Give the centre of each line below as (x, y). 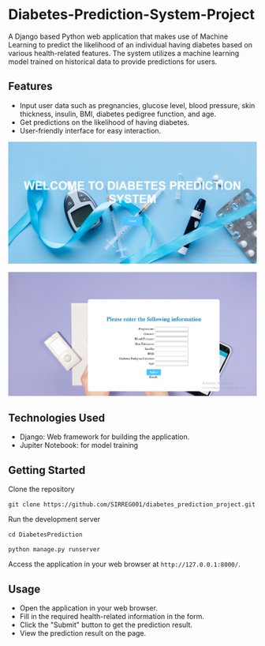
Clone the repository (41, 489)
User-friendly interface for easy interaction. (90, 130)
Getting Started (47, 470)
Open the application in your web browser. (88, 608)
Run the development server (54, 520)
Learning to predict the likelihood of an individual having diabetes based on (130, 44)
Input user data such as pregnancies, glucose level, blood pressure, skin (137, 105)
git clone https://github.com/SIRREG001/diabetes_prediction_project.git (132, 505)
